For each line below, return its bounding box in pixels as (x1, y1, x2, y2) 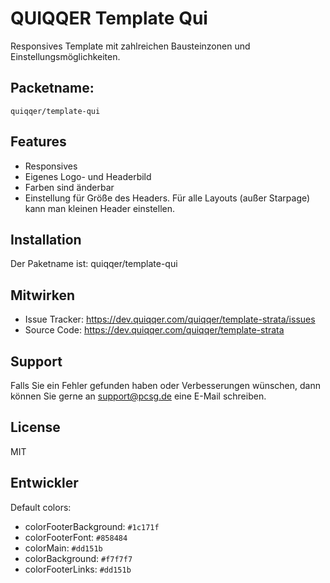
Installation (10, 231, 82, 248)
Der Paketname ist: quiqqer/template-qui (10, 258, 178, 270)
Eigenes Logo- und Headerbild (24, 170, 152, 182)
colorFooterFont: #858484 (24, 531, 128, 543)
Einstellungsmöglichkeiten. (10, 50, 121, 62)
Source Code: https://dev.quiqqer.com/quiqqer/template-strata (24, 324, 285, 336)
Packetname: (10, 80, 95, 97)
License (10, 419, 61, 436)
